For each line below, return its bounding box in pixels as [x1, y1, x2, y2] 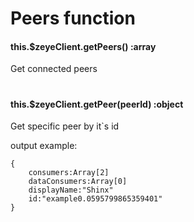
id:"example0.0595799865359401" [28, 194, 163, 204]
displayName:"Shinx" [28, 185, 114, 196]
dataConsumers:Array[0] [28, 177, 128, 187]
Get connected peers [10, 63, 98, 75]
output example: [10, 140, 78, 152]
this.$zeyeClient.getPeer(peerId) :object [10, 98, 184, 110]
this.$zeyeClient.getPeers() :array [10, 40, 157, 52]
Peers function [10, 7, 136, 30]
